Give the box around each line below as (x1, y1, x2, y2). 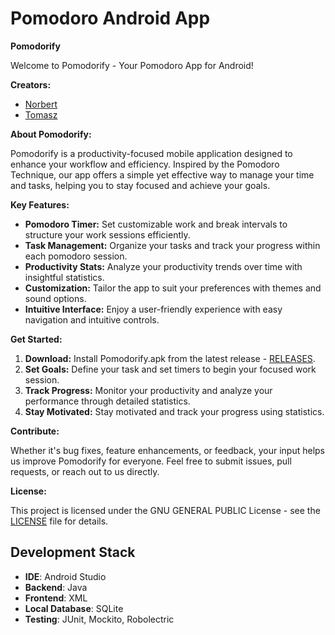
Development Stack (10, 544, 136, 561)
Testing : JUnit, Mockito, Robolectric (24, 613, 175, 625)
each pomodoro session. (24, 250, 128, 262)
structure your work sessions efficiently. (24, 228, 191, 241)
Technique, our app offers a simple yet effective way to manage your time (10, 168, 315, 181)
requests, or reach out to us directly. (10, 465, 160, 477)
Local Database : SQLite (24, 602, 124, 614)
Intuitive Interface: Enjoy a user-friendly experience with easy (24, 303, 283, 315)
